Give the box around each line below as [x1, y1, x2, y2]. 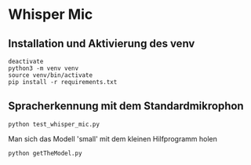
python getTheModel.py [8, 149, 82, 157]
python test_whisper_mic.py [8, 120, 100, 128]
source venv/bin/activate [8, 71, 93, 79]
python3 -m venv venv [8, 64, 79, 72]
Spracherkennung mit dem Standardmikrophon [8, 100, 245, 113]
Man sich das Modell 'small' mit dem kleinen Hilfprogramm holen [8, 134, 218, 143]
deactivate [8, 57, 44, 65]
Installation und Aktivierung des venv [8, 37, 195, 50]
